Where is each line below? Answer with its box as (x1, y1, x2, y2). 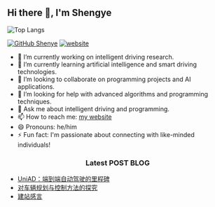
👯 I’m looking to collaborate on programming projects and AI (17, 75, 191, 83)
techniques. (17, 97, 52, 106)
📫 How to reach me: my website (17, 113, 112, 121)
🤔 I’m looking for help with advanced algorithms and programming (17, 90, 209, 98)
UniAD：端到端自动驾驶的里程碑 (17, 175, 110, 183)
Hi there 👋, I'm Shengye (7, 7, 112, 19)
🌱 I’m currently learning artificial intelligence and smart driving (17, 60, 197, 69)
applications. (17, 82, 55, 91)
